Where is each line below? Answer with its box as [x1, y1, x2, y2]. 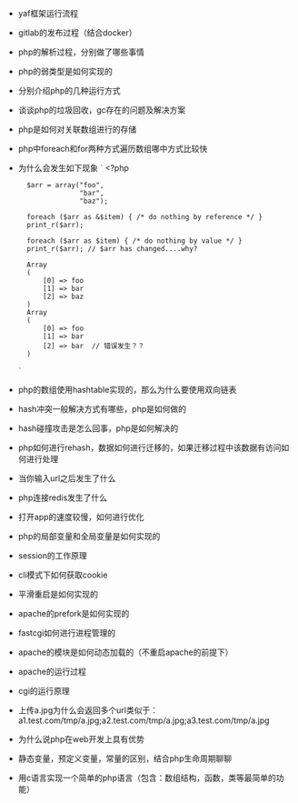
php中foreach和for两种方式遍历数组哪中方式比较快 [17, 144, 208, 154]
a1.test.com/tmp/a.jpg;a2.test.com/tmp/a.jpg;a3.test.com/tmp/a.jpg [17, 715, 270, 726]
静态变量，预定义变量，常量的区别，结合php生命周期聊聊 [17, 753, 233, 764]
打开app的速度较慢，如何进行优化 [17, 512, 144, 522]
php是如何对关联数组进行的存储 [17, 124, 137, 135]
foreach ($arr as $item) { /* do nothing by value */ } [26, 236, 243, 246]
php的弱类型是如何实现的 [17, 66, 114, 76]
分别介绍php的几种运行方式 [17, 85, 121, 95]
